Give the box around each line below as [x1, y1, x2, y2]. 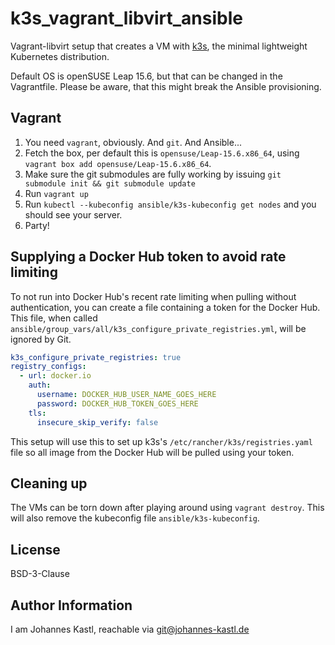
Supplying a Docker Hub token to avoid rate [10, 248, 287, 266]
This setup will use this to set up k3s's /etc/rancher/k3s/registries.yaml [10, 435, 313, 447]
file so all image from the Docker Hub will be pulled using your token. [10, 446, 295, 458]
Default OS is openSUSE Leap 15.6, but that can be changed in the [10, 70, 283, 82]
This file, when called [10, 312, 98, 324]
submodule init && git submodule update [24, 178, 196, 189]
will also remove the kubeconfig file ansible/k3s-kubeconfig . [10, 512, 260, 524]
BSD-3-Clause [10, 568, 70, 580]
